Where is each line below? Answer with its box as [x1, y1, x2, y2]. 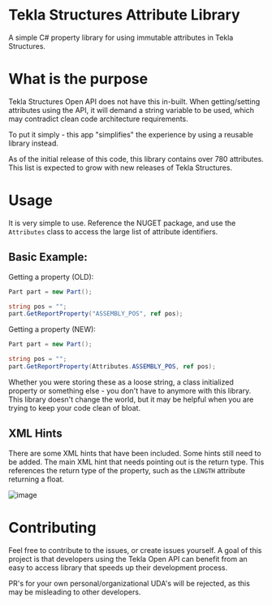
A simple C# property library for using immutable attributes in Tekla [8, 33, 234, 42]
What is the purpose [8, 70, 149, 89]
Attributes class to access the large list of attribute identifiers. [8, 226, 218, 237]
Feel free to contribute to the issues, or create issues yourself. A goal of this [8, 545, 262, 555]
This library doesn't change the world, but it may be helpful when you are [8, 394, 254, 404]
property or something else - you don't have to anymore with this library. [8, 385, 252, 395]
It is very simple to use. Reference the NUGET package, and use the [8, 218, 236, 228]
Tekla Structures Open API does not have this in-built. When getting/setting [8, 96, 261, 107]
